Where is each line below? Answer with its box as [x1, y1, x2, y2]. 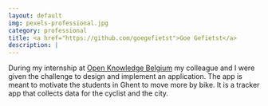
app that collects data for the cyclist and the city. [8, 88, 169, 98]
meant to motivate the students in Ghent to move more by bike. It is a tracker [8, 80, 260, 90]
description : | [8, 41, 59, 49]
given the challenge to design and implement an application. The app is [8, 72, 243, 81]
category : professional [8, 26, 88, 34]
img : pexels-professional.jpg [8, 19, 109, 27]
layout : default [8, 11, 62, 20]
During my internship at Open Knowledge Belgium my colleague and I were [8, 63, 255, 73]
